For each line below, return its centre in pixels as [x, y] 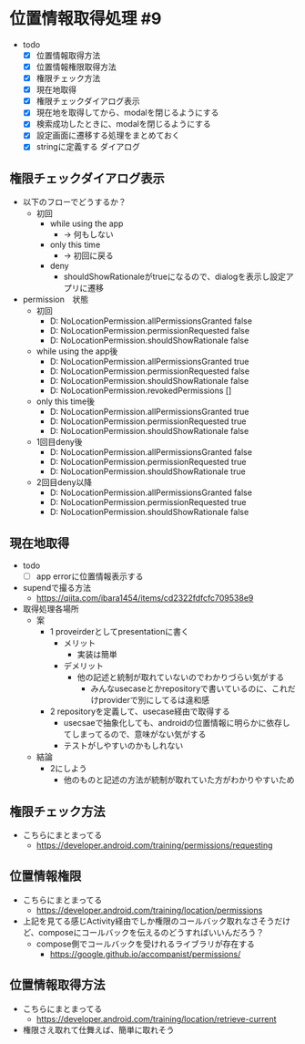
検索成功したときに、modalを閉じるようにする [123, 124]
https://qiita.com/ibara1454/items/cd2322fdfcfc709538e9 [145, 598]
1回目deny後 [59, 442]
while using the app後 [77, 351]
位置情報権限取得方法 [76, 67]
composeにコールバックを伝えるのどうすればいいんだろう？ [152, 932]
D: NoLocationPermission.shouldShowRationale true [147, 471]
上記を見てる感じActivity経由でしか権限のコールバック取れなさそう [148, 921]
